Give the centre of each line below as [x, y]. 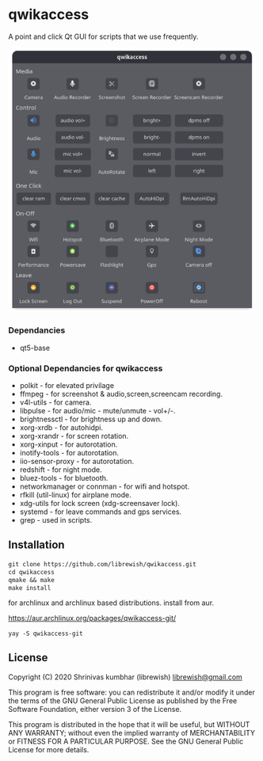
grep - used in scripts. [56, 520]
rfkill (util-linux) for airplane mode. [76, 495]
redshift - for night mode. [61, 470]
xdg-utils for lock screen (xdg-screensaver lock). [100, 504]
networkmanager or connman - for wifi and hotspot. [105, 487]
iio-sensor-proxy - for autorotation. [77, 462]
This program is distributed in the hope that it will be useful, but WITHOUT [129, 724]
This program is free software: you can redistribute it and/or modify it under [131, 692]
